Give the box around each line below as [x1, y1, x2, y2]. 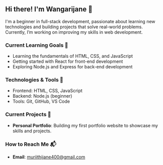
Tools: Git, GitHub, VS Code [12, 99, 70, 105]
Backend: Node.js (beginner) [12, 93, 72, 99]
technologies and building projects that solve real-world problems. [5, 24, 143, 30]
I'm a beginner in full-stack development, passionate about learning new [5, 18, 155, 24]
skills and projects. [12, 128, 52, 134]
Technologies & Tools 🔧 [5, 76, 64, 84]
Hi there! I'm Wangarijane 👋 [5, 5, 93, 14]
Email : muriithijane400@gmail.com [12, 154, 86, 160]
